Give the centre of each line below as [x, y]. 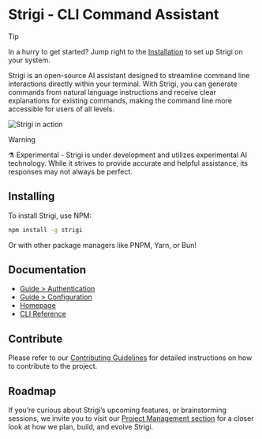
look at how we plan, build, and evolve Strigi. [81, 427]
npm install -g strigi [45, 230]
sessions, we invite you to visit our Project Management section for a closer [131, 418]
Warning [22, 139]
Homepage [38, 306]
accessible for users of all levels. [61, 109]
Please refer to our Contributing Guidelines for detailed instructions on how [130, 358]
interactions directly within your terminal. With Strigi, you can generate [123, 84]
